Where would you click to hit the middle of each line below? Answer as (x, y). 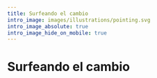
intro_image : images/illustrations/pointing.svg (79, 20)
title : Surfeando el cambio (48, 13)
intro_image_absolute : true (48, 26)
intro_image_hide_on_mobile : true (57, 33)
